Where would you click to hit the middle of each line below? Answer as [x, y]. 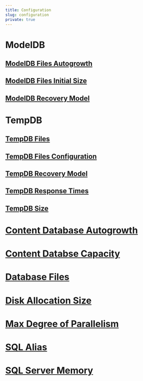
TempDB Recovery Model [46, 174]
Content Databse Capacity [63, 254]
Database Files [38, 277]
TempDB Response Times [47, 191]
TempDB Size [27, 208]
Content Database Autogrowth [71, 231]
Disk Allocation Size [49, 301]
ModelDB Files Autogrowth [49, 64]
